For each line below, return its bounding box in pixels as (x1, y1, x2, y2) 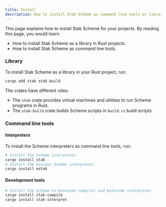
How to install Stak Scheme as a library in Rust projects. (12, 40, 126, 46)
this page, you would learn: (5, 31, 61, 37)
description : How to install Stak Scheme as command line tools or (5, 12, 147, 17)
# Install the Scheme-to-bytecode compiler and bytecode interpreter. (5, 188, 154, 193)
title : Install (5, 7, 37, 12)
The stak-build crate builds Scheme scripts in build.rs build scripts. (12, 107, 153, 114)
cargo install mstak (5, 166, 48, 171)
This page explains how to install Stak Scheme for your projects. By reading (5, 25, 159, 31)
